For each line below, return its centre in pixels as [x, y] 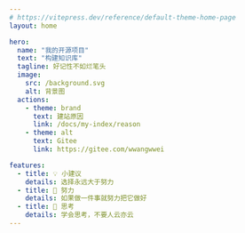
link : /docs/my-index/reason [87, 125]
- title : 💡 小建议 [49, 173]
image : [29, 75]
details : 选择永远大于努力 [70, 182]
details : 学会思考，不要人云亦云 [79, 215]
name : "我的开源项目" [53, 50]
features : [28, 165]
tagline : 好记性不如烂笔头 [62, 67]
